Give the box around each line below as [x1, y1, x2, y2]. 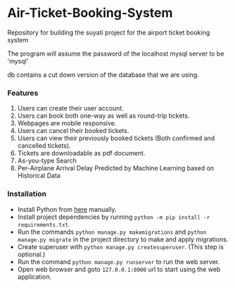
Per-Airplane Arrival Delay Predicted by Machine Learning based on [17, 164, 215, 173]
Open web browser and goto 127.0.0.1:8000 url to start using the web [17, 265, 221, 273]
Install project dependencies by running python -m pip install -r [17, 213, 210, 221]
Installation [7, 189, 47, 199]
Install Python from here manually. [17, 205, 117, 213]
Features [7, 88, 39, 98]
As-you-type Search [17, 156, 77, 165]
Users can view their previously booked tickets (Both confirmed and [17, 134, 215, 142]
